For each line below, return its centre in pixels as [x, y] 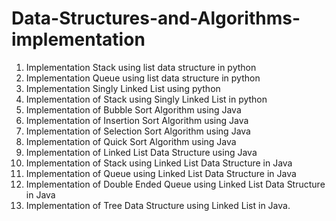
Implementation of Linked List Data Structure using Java [141, 152]
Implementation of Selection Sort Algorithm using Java [138, 131]
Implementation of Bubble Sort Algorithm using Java [133, 109]
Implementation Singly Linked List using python [123, 88]
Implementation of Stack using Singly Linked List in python [146, 99]
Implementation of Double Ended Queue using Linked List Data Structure [175, 184]
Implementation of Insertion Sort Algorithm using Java [137, 120]
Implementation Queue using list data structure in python [143, 78]
